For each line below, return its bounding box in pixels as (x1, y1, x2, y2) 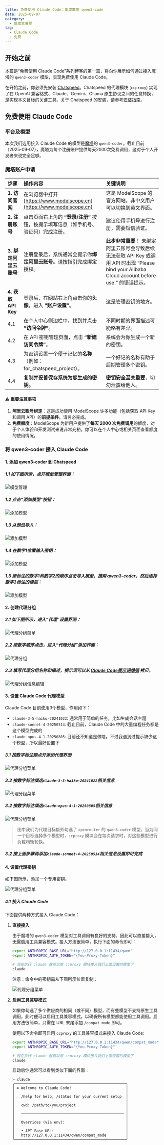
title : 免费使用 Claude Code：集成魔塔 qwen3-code (5, 7, 103, 12)
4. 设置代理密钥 (5, 864, 36, 870)
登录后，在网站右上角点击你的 (23, 294, 92, 301)
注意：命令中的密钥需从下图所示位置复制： (12, 976, 98, 982)
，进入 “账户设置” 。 (28, 302, 75, 309)
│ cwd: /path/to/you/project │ (12, 1103, 128, 1108)
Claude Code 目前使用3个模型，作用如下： (5, 704, 91, 710)
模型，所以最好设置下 (16, 739, 60, 746)
